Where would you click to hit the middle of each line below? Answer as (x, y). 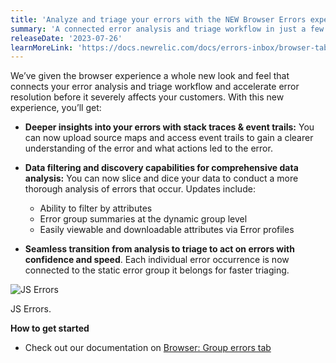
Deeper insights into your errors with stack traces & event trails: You (169, 127)
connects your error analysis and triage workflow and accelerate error (155, 87)
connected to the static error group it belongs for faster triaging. (157, 270)
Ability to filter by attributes (96, 208)
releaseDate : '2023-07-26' (66, 38)
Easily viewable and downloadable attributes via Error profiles (167, 230)
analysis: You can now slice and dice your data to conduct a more (161, 178)
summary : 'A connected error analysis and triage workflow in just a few (167, 29)
